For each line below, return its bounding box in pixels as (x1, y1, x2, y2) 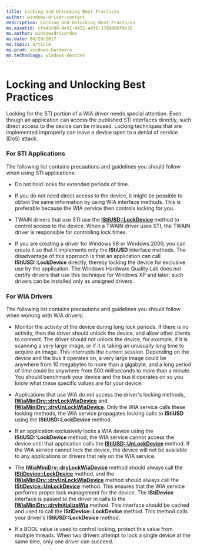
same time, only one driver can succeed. (14, 538, 113, 545)
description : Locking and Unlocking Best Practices (6, 19, 135, 25)
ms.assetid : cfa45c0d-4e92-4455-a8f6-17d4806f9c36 (6, 25, 133, 31)
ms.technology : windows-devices (6, 52, 85, 58)
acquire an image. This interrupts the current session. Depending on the (14, 348, 189, 355)
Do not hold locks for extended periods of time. (14, 180, 129, 187)
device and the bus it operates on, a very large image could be (14, 355, 166, 362)
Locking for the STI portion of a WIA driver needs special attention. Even (6, 110, 182, 117)
